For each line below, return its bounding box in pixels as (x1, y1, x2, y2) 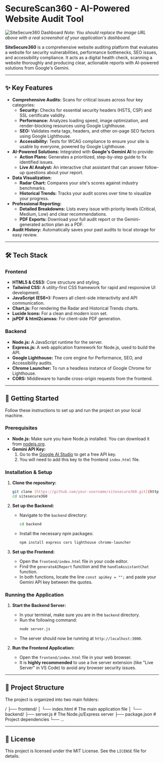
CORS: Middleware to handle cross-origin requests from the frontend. (12, 375, 153, 381)
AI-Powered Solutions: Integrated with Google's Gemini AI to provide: (12, 149, 155, 155)
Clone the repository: (12, 480, 57, 486)
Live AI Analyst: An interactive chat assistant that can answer (19, 164, 144, 170)
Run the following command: (19, 617, 77, 623)
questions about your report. (26, 169, 84, 175)
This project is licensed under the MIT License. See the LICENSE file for (5, 748, 146, 754)
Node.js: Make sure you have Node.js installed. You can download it (12, 436, 150, 442)
